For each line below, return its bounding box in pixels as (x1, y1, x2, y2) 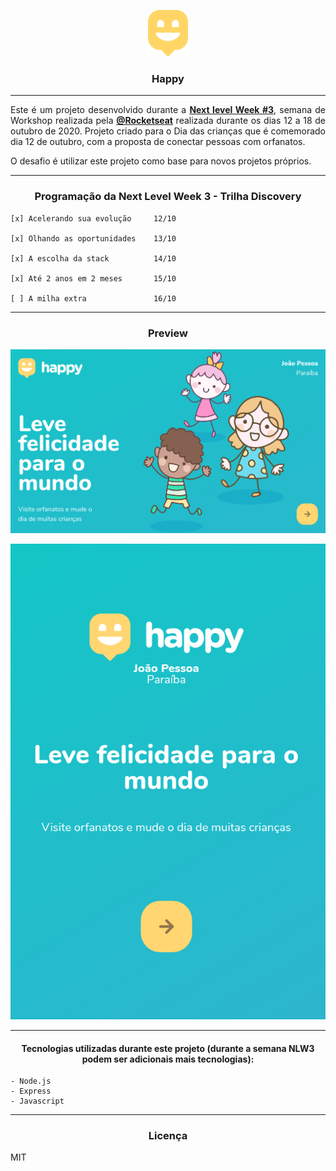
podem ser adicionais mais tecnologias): (81, 1053, 255, 1065)
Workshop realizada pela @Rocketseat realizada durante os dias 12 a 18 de (10, 115, 327, 127)
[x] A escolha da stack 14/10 (10, 253, 177, 264)
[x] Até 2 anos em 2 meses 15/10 (10, 273, 177, 284)
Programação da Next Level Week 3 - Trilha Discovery (34, 190, 302, 204)
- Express (10, 1086, 52, 1097)
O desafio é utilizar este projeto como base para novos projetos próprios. (10, 155, 312, 167)
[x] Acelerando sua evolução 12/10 (10, 213, 177, 224)
